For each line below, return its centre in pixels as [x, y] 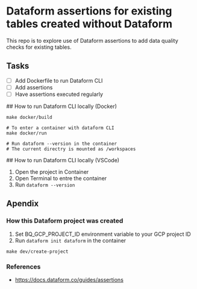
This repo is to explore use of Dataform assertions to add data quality [92, 40]
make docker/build [29, 117]
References [23, 267]
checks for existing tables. [39, 47]
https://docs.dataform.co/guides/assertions [69, 279]
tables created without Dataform [89, 24]
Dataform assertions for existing [89, 11]
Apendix [23, 204]
